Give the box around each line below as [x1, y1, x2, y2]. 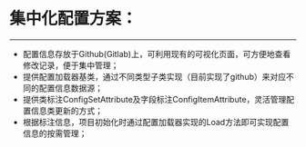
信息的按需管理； [22, 128, 87, 139]
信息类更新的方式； [30, 105, 103, 116]
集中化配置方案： [9, 8, 138, 29]
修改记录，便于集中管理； [22, 60, 119, 71]
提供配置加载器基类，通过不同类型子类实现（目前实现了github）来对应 [22, 71, 287, 82]
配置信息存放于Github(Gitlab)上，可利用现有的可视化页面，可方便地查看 [22, 48, 291, 59]
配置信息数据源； [38, 83, 103, 93]
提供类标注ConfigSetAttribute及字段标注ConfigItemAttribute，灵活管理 [22, 93, 287, 104]
